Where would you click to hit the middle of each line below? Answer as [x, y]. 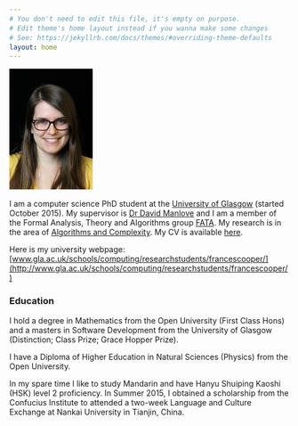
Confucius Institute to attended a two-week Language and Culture [130, 402]
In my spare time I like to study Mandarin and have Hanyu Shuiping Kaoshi [145, 383]
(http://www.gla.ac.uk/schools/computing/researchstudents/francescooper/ [149, 268]
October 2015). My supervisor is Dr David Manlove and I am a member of [143, 213]
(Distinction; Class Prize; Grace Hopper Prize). [94, 340]
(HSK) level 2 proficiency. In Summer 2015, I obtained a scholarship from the [149, 393]
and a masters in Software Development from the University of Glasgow [141, 330]
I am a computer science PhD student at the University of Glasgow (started [147, 204]
